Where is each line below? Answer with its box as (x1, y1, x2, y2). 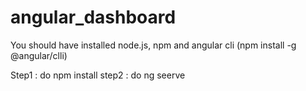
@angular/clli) (10, 49, 68, 61)
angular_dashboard (10, 6, 177, 29)
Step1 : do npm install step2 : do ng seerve (10, 69, 186, 81)
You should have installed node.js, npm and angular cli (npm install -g (10, 39, 297, 51)
